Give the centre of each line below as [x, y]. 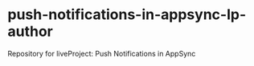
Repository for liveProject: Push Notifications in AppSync [102, 53]
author [31, 31]
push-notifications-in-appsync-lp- [127, 15]
